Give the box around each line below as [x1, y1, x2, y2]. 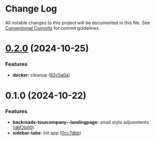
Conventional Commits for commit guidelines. [5, 25, 100, 31]
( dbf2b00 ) [12, 124, 34, 130]
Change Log [5, 3, 57, 15]
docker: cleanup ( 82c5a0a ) [12, 72, 70, 78]
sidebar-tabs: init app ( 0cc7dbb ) [12, 129, 82, 136]
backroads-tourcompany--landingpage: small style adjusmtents [12, 119, 149, 125]
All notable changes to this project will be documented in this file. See [5, 20, 150, 26]
